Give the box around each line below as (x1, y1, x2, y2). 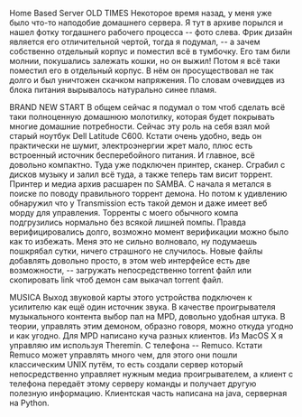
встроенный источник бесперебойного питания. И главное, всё (9, 150, 255, 161)
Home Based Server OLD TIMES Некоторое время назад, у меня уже (9, 8, 272, 18)
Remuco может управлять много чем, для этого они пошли (9, 349, 238, 360)
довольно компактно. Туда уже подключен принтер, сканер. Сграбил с (9, 160, 286, 170)
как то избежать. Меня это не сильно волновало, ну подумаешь (9, 236, 258, 246)
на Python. (9, 397, 50, 408)
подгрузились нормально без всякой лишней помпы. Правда (9, 217, 246, 227)
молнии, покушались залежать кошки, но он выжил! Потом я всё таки (9, 56, 281, 66)
